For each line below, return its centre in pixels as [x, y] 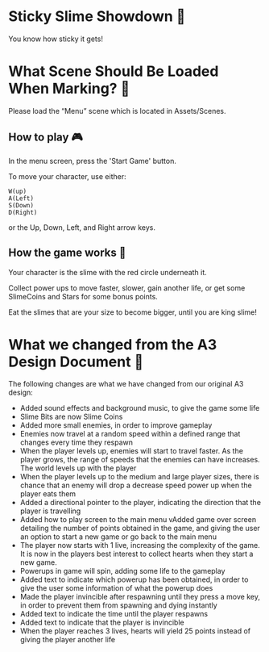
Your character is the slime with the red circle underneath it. [108, 272]
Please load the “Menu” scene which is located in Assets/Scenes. [118, 111]
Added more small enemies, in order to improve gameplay [116, 425]
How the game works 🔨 [67, 253]
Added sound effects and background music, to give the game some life [140, 408]
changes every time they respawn [76, 442]
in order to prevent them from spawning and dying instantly [118, 605]
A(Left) [21, 198]
